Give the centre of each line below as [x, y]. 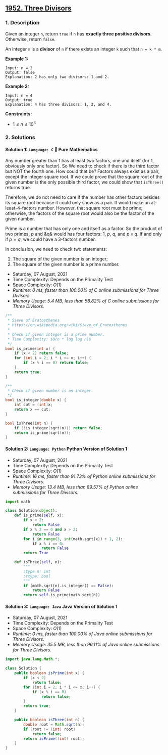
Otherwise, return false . [31, 39]
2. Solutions [20, 138]
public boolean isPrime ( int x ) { [49, 673]
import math [18, 502]
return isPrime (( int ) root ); [54, 739]
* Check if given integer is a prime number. [56, 334]
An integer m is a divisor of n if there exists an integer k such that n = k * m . [84, 49]
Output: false [20, 72]
